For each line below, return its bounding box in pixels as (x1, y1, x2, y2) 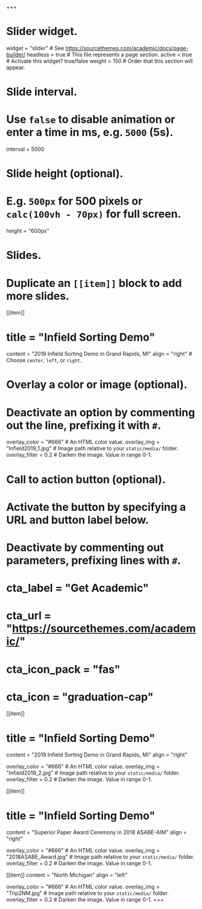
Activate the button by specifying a (6, 500, 186, 514)
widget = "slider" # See (6, 44, 65, 51)
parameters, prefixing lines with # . (6, 553, 181, 567)
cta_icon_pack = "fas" (6, 662, 121, 676)
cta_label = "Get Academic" (6, 582, 149, 595)
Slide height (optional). (6, 167, 124, 180)
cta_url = (6, 609, 51, 623)
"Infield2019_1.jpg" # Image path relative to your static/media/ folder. (6, 445, 178, 452)
